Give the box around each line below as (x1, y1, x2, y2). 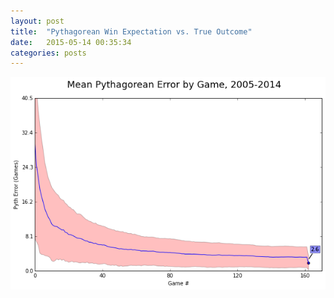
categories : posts (10, 48, 87, 58)
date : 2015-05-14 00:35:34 (10, 37, 132, 47)
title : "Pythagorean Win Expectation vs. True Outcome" (10, 26, 253, 37)
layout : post (10, 16, 65, 26)
